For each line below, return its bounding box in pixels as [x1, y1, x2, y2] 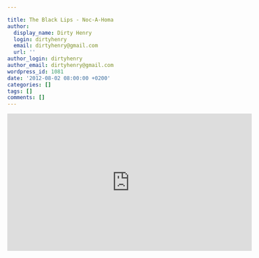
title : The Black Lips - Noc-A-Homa [7, 16, 114, 23]
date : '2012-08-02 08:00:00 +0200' [7, 75, 111, 82]
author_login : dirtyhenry [7, 55, 82, 63]
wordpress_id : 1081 [7, 68, 64, 75]
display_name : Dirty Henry [13, 29, 92, 36]
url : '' [13, 49, 36, 56]
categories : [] [7, 81, 52, 88]
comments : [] [7, 94, 45, 101]
